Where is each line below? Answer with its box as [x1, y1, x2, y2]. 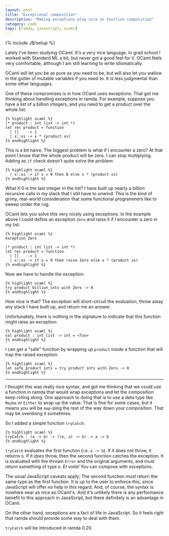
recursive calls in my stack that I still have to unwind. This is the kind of [5, 191, 152, 197]
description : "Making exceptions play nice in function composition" [5, 17, 154, 22]
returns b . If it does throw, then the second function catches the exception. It [5, 453, 164, 459]
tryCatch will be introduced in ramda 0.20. [5, 525, 93, 531]
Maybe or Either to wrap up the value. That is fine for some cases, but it [5, 400, 152, 406]
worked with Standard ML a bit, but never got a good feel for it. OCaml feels [5, 55, 162, 61]
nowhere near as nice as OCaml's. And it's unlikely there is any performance [5, 489, 164, 496]
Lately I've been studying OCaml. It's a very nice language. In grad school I [5, 50, 161, 56]
